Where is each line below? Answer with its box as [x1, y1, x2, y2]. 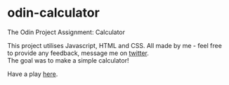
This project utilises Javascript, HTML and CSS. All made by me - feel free [7, 41, 223, 49]
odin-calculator [7, 5, 100, 21]
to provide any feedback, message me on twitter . [7, 49, 150, 57]
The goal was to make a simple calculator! [7, 56, 129, 64]
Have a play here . [7, 70, 58, 78]
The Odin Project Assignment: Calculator [7, 28, 125, 36]
